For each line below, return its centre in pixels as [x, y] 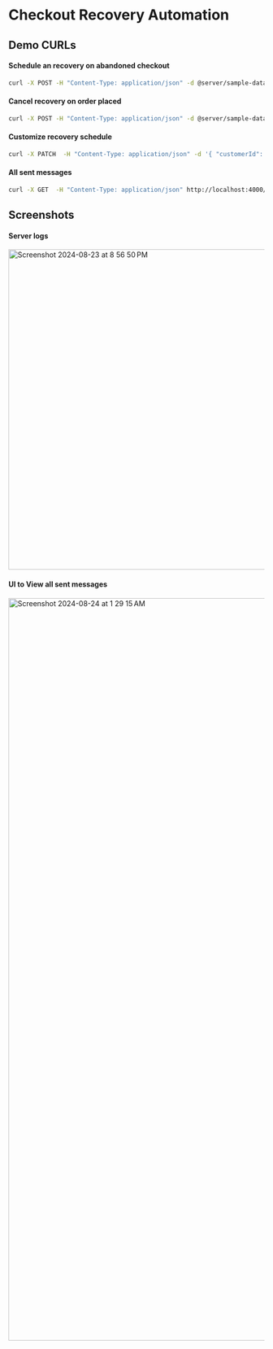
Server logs [28, 236]
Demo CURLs [43, 45]
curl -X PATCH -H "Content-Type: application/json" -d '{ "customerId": [136, 154]
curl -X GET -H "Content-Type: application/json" [96, 190]
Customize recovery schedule [60, 137]
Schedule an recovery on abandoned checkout [89, 66]
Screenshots [41, 215]
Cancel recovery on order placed [65, 101]
